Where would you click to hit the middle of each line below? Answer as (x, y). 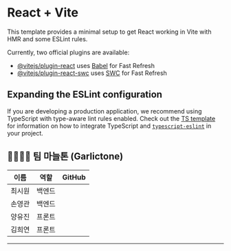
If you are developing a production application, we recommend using (104, 111)
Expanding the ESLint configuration (85, 95)
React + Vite (43, 13)
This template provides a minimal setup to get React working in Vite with (109, 32)
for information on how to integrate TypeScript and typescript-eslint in (109, 126)
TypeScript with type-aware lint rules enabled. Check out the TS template (111, 118)
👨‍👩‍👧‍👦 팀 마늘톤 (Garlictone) (65, 156)
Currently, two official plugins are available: (68, 52)
